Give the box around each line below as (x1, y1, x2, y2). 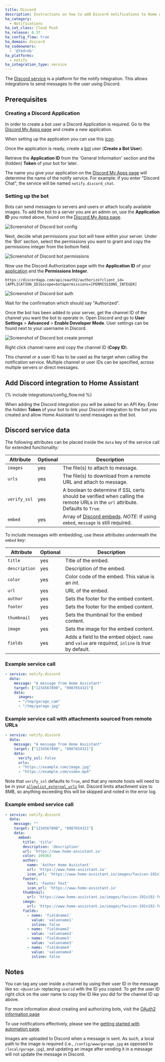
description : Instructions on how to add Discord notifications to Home (5, 12, 157, 17)
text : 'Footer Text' (27, 881, 69, 886)
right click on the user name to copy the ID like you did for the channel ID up (5, 991, 159, 997)
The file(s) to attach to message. (62, 464, 138, 471)
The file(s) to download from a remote (62, 472, 151, 479)
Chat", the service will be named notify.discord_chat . (5, 180, 115, 186)
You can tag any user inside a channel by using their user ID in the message (5, 981, 159, 987)
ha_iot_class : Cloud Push (5, 26, 58, 31)
